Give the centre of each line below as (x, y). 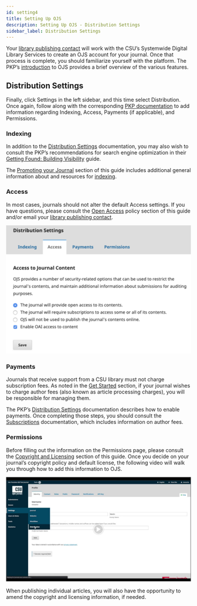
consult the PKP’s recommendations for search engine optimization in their (96, 153)
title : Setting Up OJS (34, 18)
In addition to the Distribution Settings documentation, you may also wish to (97, 146)
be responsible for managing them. (48, 398)
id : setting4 (22, 12)
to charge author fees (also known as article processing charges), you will (95, 392)
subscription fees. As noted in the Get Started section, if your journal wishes (98, 386)
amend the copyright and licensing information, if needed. (76, 597)
